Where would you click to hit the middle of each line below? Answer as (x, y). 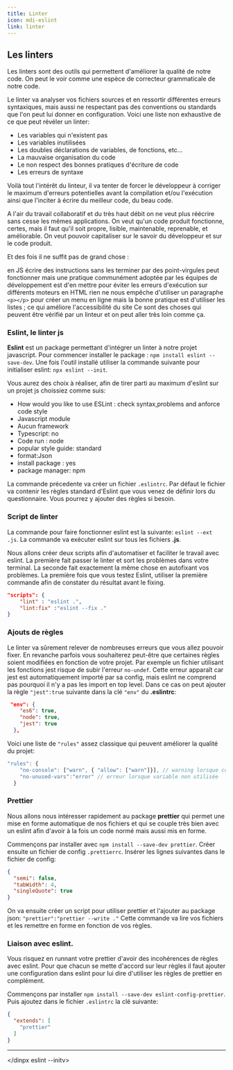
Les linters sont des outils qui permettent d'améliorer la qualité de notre (109, 72)
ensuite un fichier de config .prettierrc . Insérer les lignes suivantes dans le (116, 851)
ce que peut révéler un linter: (49, 122)
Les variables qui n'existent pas (62, 135)
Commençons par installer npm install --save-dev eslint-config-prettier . (116, 994)
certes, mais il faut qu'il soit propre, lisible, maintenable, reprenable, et (107, 229)
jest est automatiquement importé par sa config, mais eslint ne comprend (112, 677)
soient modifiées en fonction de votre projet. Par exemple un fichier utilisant (115, 662)
